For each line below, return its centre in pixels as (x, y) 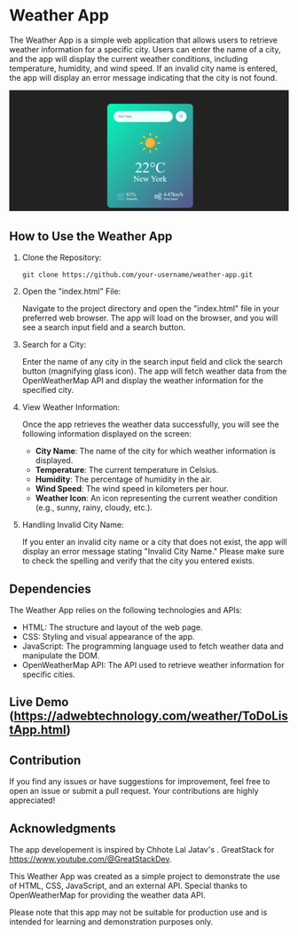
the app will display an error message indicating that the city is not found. (143, 77)
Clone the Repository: (62, 257)
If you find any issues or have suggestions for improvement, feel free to (140, 782)
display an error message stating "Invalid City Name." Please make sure (153, 552)
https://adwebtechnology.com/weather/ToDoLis (151, 716)
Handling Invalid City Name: (73, 525)
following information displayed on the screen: (107, 434)
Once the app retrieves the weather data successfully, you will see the (150, 425)
